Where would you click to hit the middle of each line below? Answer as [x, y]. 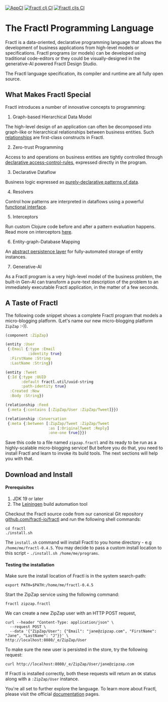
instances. [16, 257]
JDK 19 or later [28, 499]
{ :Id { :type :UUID [27, 377]
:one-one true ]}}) [67, 433]
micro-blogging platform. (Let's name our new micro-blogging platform [79, 321]
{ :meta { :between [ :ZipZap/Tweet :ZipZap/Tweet [58, 423]
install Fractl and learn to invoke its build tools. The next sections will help [81, 453]
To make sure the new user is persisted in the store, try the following [76, 649]
